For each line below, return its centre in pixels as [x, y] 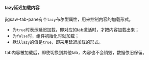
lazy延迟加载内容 [23, 7]
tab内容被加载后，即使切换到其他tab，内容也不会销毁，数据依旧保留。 [76, 53]
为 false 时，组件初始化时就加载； [46, 36]
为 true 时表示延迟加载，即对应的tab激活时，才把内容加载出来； [76, 30]
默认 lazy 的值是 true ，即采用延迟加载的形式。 [58, 42]
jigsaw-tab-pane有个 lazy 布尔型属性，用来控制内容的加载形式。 [69, 19]
